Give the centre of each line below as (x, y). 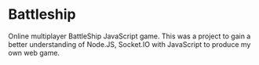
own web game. (34, 52)
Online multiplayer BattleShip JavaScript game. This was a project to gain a (129, 36)
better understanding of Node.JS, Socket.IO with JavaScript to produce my (129, 44)
